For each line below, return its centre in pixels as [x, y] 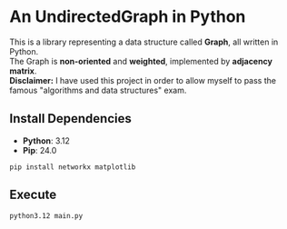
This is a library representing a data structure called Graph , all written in [144, 42]
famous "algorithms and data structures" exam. [98, 90]
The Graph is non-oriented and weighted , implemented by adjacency [141, 61]
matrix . [23, 71]
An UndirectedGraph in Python [128, 17]
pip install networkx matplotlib [73, 167]
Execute [33, 195]
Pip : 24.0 [40, 150]
